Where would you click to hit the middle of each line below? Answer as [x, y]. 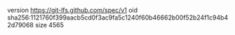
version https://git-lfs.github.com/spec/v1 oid [73, 10]
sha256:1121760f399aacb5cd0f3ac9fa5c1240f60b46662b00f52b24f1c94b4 [118, 17]
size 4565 [49, 25]
